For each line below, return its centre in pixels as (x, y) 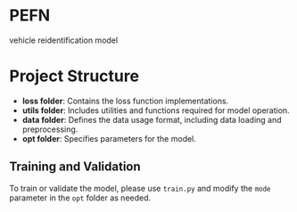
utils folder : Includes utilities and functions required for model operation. (156, 110)
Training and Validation (75, 167)
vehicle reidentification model (64, 40)
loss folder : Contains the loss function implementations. (125, 101)
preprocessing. (50, 129)
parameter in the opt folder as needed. (80, 198)
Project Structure (74, 76)
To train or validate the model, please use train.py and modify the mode (140, 188)
